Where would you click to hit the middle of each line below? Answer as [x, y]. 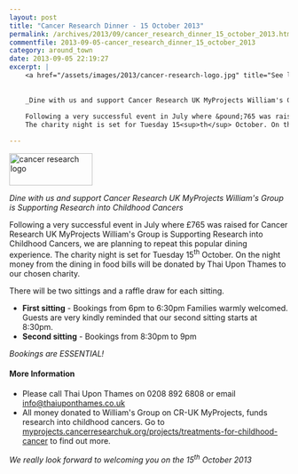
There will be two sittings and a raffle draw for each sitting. [117, 291]
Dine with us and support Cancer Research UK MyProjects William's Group [146, 198]
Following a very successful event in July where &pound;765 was [149, 116]
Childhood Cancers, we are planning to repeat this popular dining [129, 244]
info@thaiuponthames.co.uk [74, 403]
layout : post [33, 17]
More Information [42, 374]
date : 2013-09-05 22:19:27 [59, 59]
